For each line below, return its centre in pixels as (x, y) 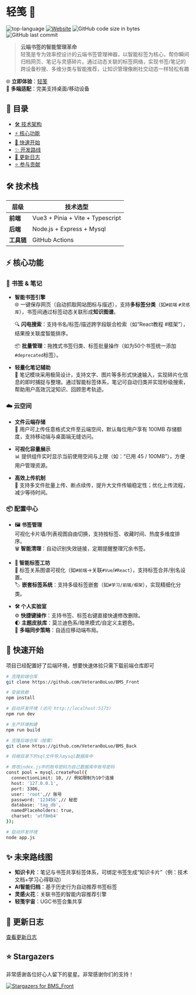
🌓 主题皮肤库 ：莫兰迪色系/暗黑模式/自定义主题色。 (76, 622)
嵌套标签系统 (37, 584)
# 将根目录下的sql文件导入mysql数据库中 (50, 756)
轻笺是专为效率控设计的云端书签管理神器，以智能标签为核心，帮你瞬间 (105, 54)
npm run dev (20, 714)
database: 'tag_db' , (36, 805)
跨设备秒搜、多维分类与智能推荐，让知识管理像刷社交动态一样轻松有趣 (105, 68)
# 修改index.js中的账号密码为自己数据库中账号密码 (60, 767)
